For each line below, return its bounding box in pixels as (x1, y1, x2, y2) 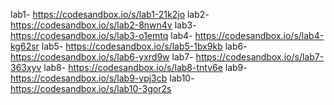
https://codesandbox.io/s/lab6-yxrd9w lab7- (10, 51, 194, 63)
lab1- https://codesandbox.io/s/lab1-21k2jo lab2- (10, 9, 210, 20)
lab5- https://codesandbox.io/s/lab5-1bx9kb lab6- (41, 40, 248, 52)
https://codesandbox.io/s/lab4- (194, 30, 325, 41)
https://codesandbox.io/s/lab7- (195, 51, 325, 63)
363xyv (10, 62, 42, 73)
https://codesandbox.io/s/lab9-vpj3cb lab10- (10, 72, 195, 84)
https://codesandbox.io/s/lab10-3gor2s (10, 83, 172, 94)
